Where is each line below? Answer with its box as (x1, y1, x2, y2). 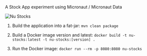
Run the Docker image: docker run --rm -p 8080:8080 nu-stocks (12, 46, 142, 51)
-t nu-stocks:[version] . (43, 37, 95, 42)
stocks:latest (12, 37, 41, 42)
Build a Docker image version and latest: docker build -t (12, 32, 128, 38)
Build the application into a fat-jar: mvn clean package (12, 23, 118, 28)
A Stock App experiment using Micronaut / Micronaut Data (5, 4, 123, 10)
